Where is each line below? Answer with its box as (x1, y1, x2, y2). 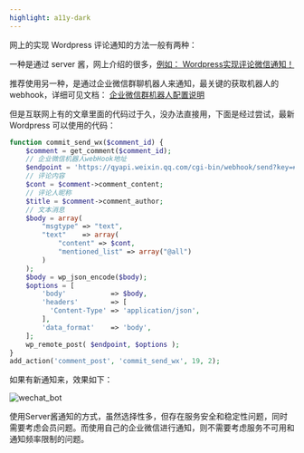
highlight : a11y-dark (9, 13, 91, 23)
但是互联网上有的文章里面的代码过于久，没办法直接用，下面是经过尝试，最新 (9, 108, 295, 119)
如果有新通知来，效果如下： (9, 374, 113, 385)
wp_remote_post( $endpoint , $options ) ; (25, 340, 180, 349)
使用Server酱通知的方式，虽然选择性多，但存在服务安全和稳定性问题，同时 (9, 411, 288, 422)
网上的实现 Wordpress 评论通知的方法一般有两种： (9, 39, 197, 50)
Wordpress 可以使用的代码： (9, 120, 116, 130)
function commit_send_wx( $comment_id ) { (9, 138, 165, 147)
